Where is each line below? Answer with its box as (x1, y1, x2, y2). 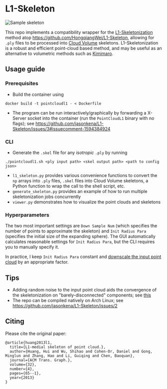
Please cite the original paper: (5, 330, 67, 336)
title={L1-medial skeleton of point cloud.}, (9, 344, 106, 349)
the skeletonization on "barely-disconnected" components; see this (12, 292, 151, 298)
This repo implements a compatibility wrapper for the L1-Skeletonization (5, 29, 153, 35)
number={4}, (9, 366, 35, 371)
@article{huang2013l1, (5, 340, 52, 345)
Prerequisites (5, 80, 38, 87)
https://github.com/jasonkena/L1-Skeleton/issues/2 (12, 303, 118, 309)
